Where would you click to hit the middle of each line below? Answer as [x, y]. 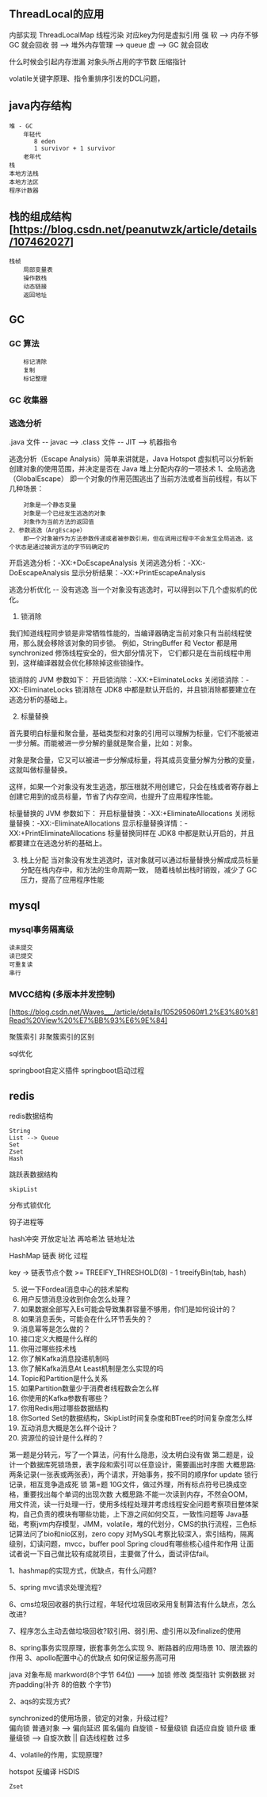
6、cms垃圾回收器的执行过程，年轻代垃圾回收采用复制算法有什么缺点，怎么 [133, 1604]
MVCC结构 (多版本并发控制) [62, 994]
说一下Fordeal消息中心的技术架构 [74, 1289]
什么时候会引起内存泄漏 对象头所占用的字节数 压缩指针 [98, 61]
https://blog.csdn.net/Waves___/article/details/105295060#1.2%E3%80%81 [135, 1012]
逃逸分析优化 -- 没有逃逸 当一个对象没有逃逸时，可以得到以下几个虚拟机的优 [133, 589]
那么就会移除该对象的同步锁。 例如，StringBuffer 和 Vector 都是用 [130, 643]
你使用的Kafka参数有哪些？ [65, 1398]
